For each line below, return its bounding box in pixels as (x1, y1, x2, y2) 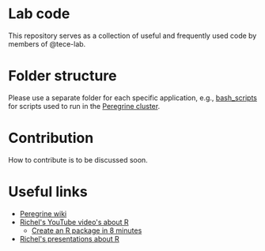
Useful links (8, 183, 89, 200)
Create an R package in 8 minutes (31, 226, 142, 235)
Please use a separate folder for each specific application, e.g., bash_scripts (8, 92, 258, 103)
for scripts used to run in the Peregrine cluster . (8, 101, 161, 111)
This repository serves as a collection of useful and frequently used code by (8, 31, 257, 40)
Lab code (8, 5, 70, 23)
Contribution (8, 129, 94, 147)
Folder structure (8, 67, 117, 85)
